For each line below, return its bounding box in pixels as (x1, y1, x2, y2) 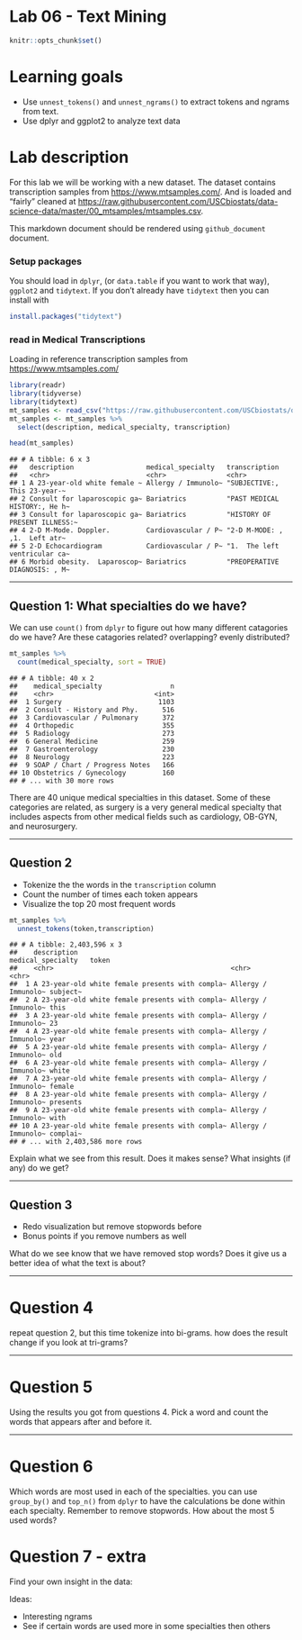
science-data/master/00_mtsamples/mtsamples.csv (9, 205, 201, 216)
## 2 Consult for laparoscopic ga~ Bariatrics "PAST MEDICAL (9, 494, 280, 503)
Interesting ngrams (22, 1610, 93, 1622)
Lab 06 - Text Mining (9, 6, 167, 27)
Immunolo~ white (9, 1066, 70, 1075)
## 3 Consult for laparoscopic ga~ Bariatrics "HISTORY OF (9, 511, 271, 520)
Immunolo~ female (9, 1083, 75, 1092)
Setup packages (9, 255, 83, 267)
